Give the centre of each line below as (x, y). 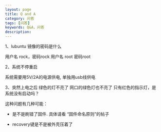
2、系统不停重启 (21, 67)
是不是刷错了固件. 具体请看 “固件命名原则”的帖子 (61, 114)
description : (18, 32)
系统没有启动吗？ (22, 93)
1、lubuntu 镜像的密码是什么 (33, 46)
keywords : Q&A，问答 (25, 28)
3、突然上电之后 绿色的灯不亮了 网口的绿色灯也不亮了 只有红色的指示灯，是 (81, 87)
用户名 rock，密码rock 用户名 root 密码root (48, 57)
